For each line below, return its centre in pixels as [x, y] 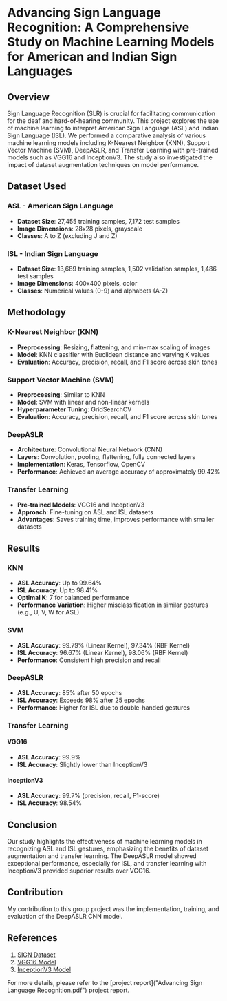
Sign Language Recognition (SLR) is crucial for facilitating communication [111, 113]
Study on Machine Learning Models [111, 42]
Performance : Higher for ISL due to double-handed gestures [104, 707]
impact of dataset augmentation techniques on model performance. [103, 165]
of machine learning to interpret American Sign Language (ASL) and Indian [113, 128]
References [32, 938]
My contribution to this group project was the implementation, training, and [113, 908]
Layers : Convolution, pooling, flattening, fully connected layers [106, 457]
